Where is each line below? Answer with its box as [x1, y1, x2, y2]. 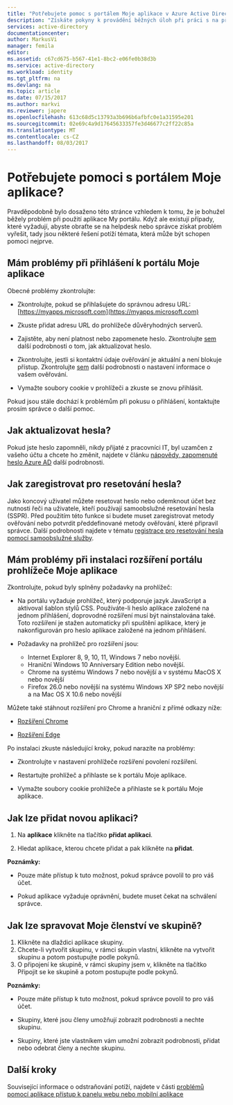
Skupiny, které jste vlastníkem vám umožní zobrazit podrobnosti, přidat [17, 1036, 221, 1044]
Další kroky [7, 1064, 57, 1076]
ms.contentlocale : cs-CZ [7, 133, 79, 140]
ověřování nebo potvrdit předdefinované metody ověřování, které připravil [7, 519, 218, 527]
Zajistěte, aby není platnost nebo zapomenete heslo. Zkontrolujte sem [17, 334, 216, 343]
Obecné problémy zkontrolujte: [7, 286, 96, 295]
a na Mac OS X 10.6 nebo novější [27, 690, 122, 698]
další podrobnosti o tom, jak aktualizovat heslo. [17, 342, 152, 350]
